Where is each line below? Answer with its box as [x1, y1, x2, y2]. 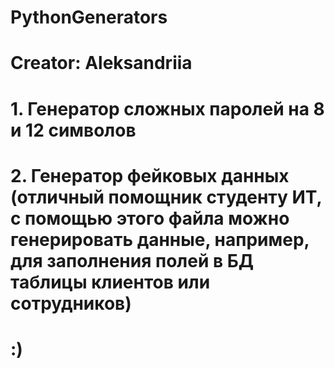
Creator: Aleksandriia [10, 52, 193, 75]
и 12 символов [10, 119, 137, 141]
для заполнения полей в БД [10, 249, 255, 272]
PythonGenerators [10, 6, 168, 29]
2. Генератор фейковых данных [10, 164, 290, 187]
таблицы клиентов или [10, 271, 211, 293]
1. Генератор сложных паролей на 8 [10, 97, 325, 120]
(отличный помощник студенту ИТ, [10, 186, 323, 208]
